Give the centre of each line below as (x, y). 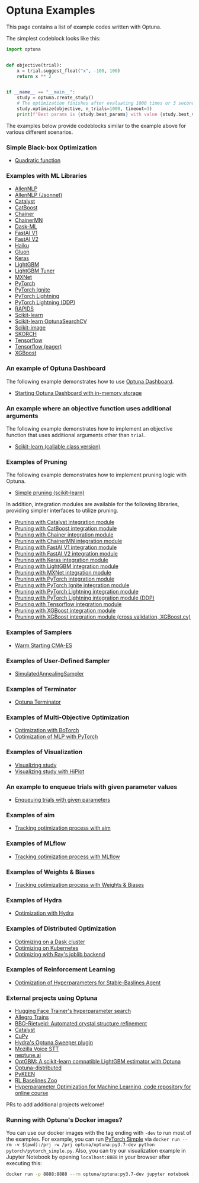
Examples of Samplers (39, 632)
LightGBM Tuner (35, 271)
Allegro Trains (32, 1017)
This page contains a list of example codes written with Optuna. (84, 27)
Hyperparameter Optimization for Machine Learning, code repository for (103, 1087)
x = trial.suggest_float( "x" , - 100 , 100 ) (68, 71)
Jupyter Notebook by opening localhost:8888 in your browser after (88, 1157)
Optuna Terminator (38, 702)
